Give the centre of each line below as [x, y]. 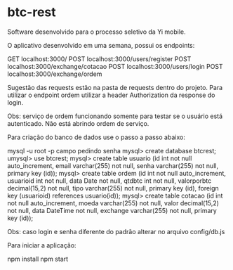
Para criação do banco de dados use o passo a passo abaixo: [96, 137]
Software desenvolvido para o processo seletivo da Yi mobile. [96, 32]
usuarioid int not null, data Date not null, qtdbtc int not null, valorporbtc [109, 181]
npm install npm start [38, 259]
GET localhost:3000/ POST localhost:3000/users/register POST [99, 59]
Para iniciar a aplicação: [42, 245]
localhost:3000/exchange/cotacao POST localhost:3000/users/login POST [115, 66]
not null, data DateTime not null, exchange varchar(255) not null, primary [112, 210]
